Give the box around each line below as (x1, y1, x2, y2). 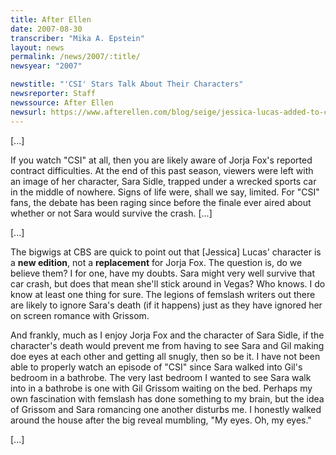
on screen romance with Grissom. (10, 309, 150, 321)
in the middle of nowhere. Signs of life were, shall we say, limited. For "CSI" (10, 186, 320, 198)
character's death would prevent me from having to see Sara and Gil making (10, 339, 325, 351)
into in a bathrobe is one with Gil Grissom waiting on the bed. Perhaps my (10, 382, 313, 394)
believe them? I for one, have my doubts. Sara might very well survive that (10, 267, 315, 279)
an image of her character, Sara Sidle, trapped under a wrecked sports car (10, 175, 317, 187)
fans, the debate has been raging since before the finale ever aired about (10, 196, 312, 208)
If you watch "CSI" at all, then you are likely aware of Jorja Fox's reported (10, 154, 313, 166)
